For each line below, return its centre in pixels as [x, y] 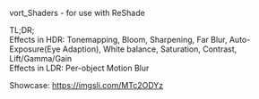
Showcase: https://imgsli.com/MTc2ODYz [86, 85]
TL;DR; [22, 30]
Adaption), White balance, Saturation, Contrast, [150, 49]
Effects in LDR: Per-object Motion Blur [79, 68]
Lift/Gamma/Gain [41, 58]
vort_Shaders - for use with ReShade [77, 13]
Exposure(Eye [35, 49]
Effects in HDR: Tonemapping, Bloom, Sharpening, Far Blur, [118, 40]
